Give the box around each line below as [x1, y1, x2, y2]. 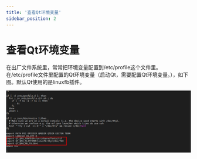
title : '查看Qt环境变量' [6, 9, 62, 15]
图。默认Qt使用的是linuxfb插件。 [6, 79, 85, 86]
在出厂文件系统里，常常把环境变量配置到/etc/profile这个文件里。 [6, 64, 161, 71]
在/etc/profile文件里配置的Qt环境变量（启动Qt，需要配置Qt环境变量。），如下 [6, 71, 189, 79]
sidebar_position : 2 [6, 15, 57, 22]
